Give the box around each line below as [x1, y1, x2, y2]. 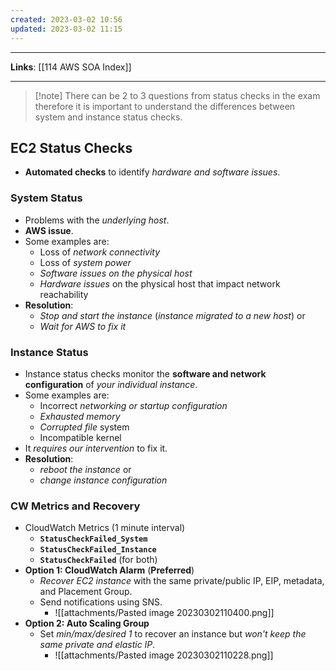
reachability [39, 288, 89, 300]
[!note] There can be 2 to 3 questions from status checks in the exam [34, 89, 321, 101]
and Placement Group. [39, 586, 133, 598]
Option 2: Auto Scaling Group [24, 617, 150, 630]
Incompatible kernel [39, 431, 122, 443]
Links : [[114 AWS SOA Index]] [10, 61, 132, 73]
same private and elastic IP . [39, 639, 156, 651]
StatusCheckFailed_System [39, 534, 148, 545]
